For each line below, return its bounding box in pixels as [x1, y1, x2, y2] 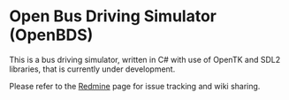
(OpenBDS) [9, 25, 94, 45]
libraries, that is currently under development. [9, 64, 176, 74]
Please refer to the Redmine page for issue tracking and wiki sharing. [9, 81, 261, 91]
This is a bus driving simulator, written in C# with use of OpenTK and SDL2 [9, 54, 281, 65]
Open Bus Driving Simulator [9, 6, 217, 27]
